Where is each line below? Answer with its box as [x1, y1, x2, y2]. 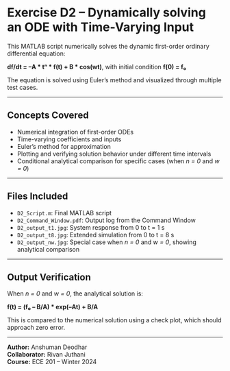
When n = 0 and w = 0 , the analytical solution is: [7, 289, 144, 298]
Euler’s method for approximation [16, 142, 111, 150]
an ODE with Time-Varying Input [7, 19, 194, 35]
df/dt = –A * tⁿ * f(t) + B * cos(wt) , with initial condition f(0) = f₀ [7, 62, 187, 71]
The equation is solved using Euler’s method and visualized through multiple [7, 75, 222, 84]
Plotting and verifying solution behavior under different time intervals [16, 149, 212, 158]
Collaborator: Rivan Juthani [7, 350, 86, 359]
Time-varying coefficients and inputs [16, 135, 122, 143]
